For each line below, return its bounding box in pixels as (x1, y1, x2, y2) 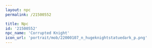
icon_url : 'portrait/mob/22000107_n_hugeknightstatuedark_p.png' (5, 35, 147, 40)
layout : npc (5, 7, 31, 13)
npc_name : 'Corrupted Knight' (5, 31, 70, 36)
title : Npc (5, 21, 29, 26)
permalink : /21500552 (5, 12, 52, 17)
